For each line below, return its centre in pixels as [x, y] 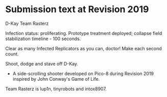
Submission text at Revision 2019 [77, 9]
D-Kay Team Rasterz [27, 23]
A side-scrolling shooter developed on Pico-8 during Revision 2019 [83, 73]
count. [12, 54]
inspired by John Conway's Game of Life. [56, 79]
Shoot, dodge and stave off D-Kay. [42, 63]
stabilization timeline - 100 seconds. [43, 39]
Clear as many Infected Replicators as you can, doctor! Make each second [83, 48]
